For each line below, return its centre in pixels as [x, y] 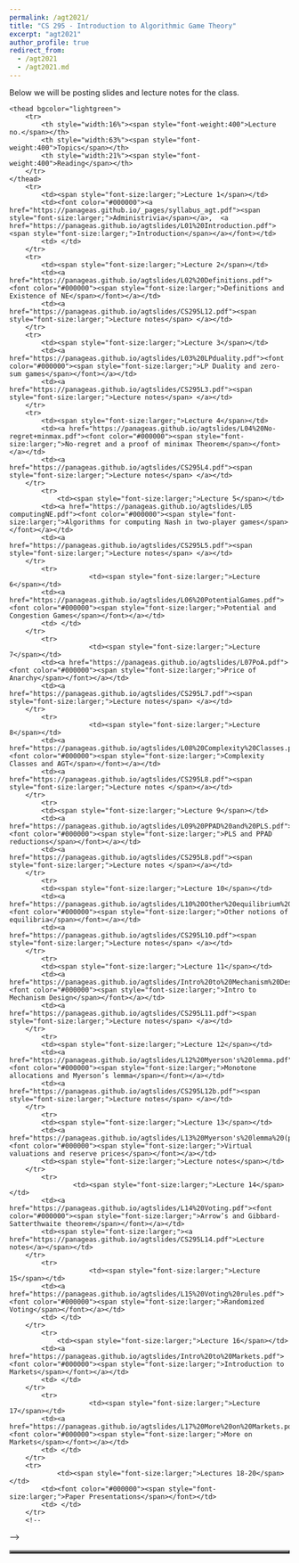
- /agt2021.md [43, 68]
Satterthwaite [36, 1223]
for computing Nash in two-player [173, 522]
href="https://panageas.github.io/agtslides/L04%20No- [173, 429]
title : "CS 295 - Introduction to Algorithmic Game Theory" [123, 26]
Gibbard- [264, 1216]
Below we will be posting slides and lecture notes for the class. [125, 92]
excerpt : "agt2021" [45, 34]
